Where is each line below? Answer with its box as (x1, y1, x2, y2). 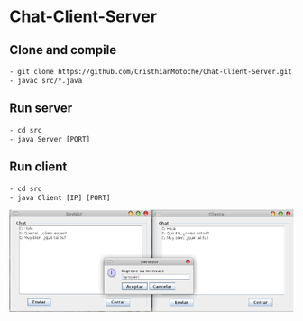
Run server (9, 101, 73, 116)
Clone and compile (9, 42, 117, 58)
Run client (9, 160, 68, 175)
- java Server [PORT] (9, 134, 91, 143)
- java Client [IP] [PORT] (9, 193, 111, 202)
